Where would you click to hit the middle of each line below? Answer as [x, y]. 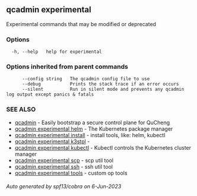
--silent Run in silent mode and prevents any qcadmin [103, 89]
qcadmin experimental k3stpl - [52, 141]
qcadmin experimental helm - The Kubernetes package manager [94, 129]
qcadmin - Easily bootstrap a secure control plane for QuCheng [92, 122]
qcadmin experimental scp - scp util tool [64, 160]
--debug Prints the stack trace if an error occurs [100, 84]
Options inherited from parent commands [67, 67]
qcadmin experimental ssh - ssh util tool [63, 166]
